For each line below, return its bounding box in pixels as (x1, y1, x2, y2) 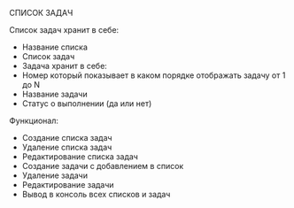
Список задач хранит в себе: (9, 25, 120, 35)
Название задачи (21, 89, 88, 99)
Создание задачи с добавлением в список (21, 161, 184, 171)
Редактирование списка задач (21, 151, 139, 162)
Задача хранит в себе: (21, 61, 108, 71)
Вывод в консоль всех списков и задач (21, 189, 171, 199)
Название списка (21, 42, 89, 52)
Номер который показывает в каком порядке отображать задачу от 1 (21, 70, 286, 81)
